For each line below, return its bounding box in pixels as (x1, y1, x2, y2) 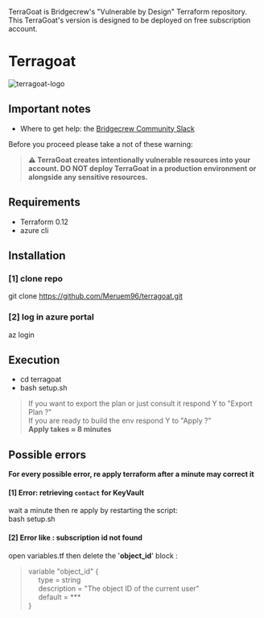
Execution (8, 353, 60, 366)
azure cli (19, 225, 49, 235)
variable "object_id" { (27, 566, 99, 576)
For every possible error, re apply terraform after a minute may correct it (8, 470, 255, 479)
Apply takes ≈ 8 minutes (27, 424, 112, 434)
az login (8, 330, 35, 340)
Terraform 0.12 (19, 217, 68, 227)
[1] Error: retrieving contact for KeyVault (8, 487, 145, 497)
